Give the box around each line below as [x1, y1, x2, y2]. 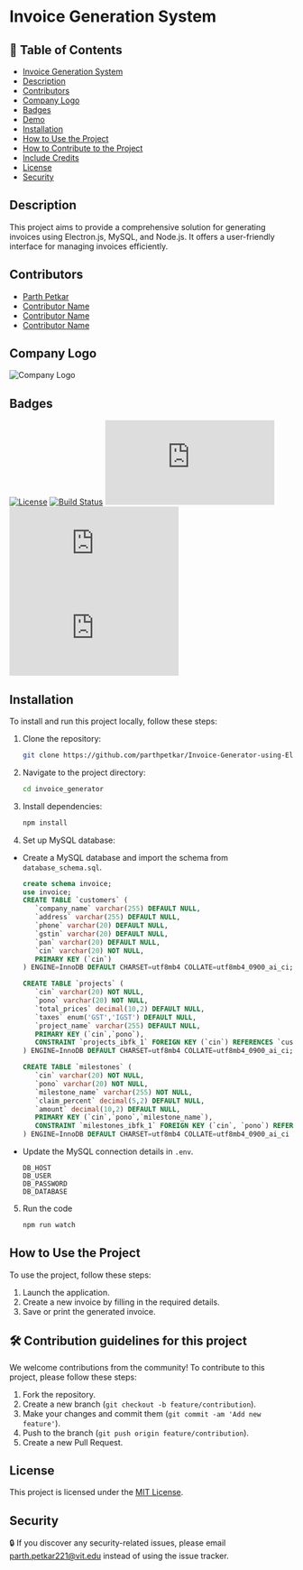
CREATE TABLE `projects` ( [22, 979, 124, 989]
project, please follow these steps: [9, 1371, 137, 1382]
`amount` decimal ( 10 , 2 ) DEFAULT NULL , [34, 1104, 181, 1113]
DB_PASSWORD [22, 1179, 68, 1188]
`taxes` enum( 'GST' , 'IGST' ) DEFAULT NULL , [34, 1012, 197, 1021]
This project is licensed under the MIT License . [9, 1487, 184, 1498]
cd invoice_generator [22, 784, 104, 793]
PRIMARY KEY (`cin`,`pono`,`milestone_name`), [34, 1113, 214, 1122]
